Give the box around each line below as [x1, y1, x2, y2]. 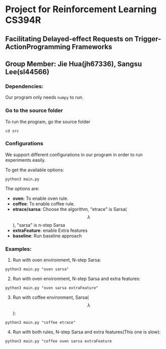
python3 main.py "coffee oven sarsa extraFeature [5, 339, 112, 344]
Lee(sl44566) [5, 67, 50, 76]
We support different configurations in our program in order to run [5, 151, 143, 158]
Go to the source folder [5, 107, 63, 114]
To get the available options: [5, 166, 64, 173]
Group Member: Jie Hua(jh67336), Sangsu [5, 59, 142, 68]
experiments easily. [5, 157, 46, 163]
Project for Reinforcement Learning [5, 4, 157, 15]
